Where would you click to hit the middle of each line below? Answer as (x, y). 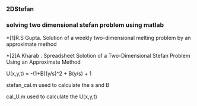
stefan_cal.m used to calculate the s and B (58, 85)
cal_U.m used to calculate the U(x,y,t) (52, 96)
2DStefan (20, 9)
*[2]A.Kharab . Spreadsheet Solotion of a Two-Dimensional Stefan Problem (98, 56)
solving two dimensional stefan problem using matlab (85, 24)
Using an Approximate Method (44, 62)
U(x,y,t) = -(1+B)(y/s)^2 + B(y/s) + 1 (49, 74)
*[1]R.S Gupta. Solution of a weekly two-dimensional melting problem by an (99, 38)
